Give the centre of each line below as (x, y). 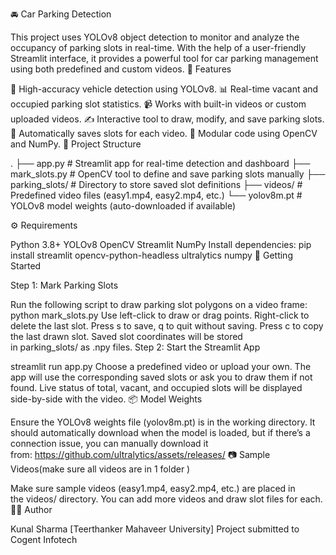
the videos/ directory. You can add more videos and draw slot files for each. (166, 499)
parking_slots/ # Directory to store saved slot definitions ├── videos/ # (156, 184)
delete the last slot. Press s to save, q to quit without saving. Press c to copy (167, 326)
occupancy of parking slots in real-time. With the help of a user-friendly (158, 47)
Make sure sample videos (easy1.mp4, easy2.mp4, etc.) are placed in (153, 488)
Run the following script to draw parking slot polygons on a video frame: (159, 304)
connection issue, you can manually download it (109, 443)
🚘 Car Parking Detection (61, 14)
